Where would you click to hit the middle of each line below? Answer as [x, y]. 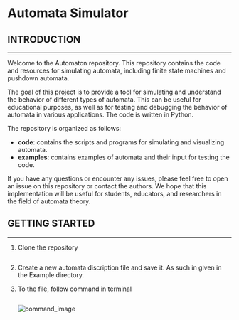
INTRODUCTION [44, 39]
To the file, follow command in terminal [75, 289]
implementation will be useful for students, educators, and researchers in [115, 194]
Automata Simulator [68, 13]
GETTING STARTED [51, 224]
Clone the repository [48, 247]
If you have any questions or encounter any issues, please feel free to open [118, 178]
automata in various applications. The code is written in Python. [101, 114]
